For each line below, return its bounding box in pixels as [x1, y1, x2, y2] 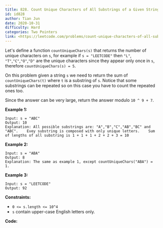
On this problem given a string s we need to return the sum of [5, 72, 128, 78]
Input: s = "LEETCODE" [5, 181, 51, 186]
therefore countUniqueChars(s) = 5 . [5, 63, 76, 68]
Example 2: [5, 141, 28, 147]
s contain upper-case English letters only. [12, 209, 96, 214]
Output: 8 [5, 155, 25, 160]
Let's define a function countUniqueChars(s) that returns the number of [5, 47, 147, 53]
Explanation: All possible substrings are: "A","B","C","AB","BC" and [5, 124, 151, 129]
